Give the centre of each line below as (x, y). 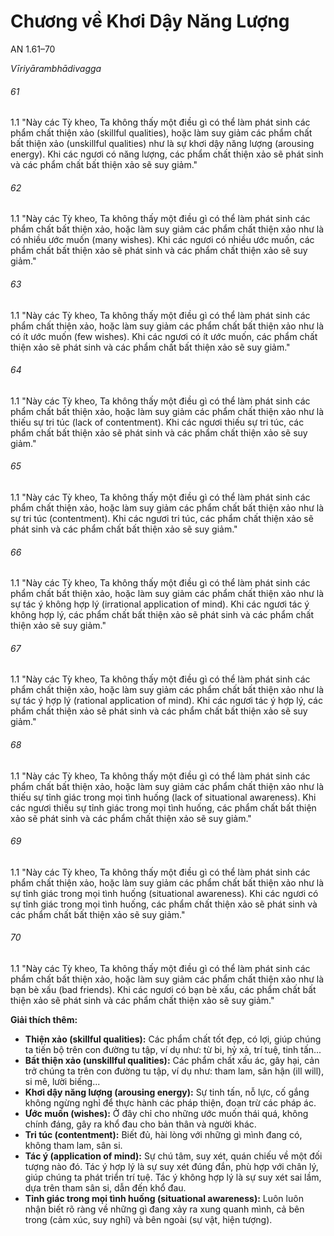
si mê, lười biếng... (62, 1081)
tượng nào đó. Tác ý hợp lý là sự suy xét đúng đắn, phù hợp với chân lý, (171, 1166)
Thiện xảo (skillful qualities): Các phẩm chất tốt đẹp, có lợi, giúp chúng (173, 1039)
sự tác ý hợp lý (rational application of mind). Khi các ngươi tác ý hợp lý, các (166, 701)
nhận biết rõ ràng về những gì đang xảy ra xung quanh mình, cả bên (164, 1209)
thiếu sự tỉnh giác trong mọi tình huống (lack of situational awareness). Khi (163, 797)
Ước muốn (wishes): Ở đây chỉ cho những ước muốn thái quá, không (166, 1113)
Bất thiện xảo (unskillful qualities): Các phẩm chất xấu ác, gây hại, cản (172, 1060)
